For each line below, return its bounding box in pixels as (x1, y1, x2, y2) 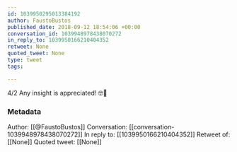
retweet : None (7, 43, 50, 50)
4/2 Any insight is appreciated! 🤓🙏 (7, 88, 108, 97)
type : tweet (7, 57, 42, 64)
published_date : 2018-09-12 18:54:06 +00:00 (7, 23, 141, 30)
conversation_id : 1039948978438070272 (7, 30, 122, 37)
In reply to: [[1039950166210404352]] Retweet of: (83, 130, 231, 139)
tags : (7, 63, 23, 70)
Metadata (7, 107, 41, 117)
